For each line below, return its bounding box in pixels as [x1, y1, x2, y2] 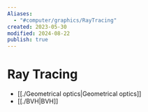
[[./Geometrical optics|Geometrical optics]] [17, 90, 142, 98]
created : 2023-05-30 [7, 23, 68, 30]
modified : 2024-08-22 [7, 29, 71, 37]
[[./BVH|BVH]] [17, 97, 59, 106]
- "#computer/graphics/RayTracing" [13, 17, 117, 24]
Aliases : [7, 10, 33, 17]
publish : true [7, 36, 49, 43]
